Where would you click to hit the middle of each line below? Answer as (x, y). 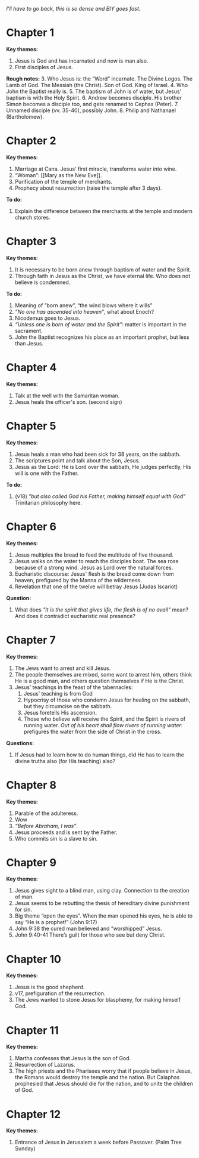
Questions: (20, 743)
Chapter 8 (31, 785)
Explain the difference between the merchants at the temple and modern (104, 211)
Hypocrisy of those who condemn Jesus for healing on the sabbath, (107, 700)
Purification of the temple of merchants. (64, 181)
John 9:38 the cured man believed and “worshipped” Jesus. (88, 929)
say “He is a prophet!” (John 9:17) (56, 922)
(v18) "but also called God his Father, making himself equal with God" (100, 496)
